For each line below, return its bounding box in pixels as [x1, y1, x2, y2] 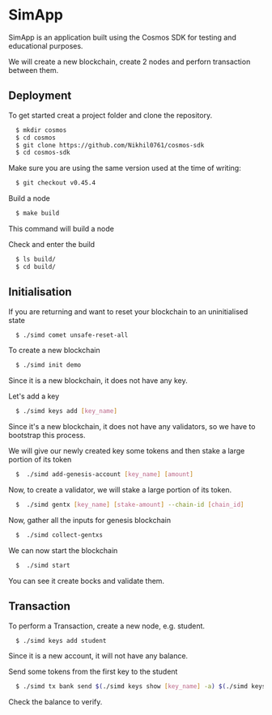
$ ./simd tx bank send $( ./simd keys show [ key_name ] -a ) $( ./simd [15, 683, 249, 691]
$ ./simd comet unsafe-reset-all [15, 330, 129, 339]
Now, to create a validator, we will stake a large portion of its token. [8, 485, 232, 495]
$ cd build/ [15, 262, 57, 270]
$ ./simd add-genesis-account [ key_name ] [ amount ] [15, 470, 194, 479]
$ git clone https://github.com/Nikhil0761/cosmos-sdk [15, 141, 205, 149]
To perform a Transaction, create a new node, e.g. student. [8, 621, 205, 631]
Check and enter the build [8, 240, 96, 249]
